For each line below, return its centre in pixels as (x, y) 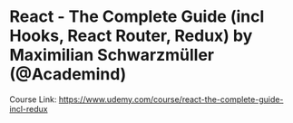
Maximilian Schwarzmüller (112, 55)
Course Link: (33, 99)
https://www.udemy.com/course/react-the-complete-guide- (171, 99)
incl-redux (29, 109)
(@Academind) (68, 75)
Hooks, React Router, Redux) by (131, 36)
